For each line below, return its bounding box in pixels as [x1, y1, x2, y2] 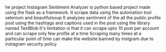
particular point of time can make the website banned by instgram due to [5, 36, 154, 42]
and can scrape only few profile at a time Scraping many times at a [5, 31, 142, 36]
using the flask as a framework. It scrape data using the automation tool [5, 9, 152, 15]
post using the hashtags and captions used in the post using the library [5, 20, 150, 26]
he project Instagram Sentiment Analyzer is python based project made [5, 4, 151, 10]
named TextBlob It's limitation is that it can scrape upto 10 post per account [5, 25, 159, 31]
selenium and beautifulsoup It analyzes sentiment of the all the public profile [5, 15, 161, 20]
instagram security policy [5, 41, 57, 47]
